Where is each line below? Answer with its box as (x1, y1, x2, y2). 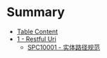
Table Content (16, 27, 58, 36)
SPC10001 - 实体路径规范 (27, 43, 100, 51)
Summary (6, 4, 65, 20)
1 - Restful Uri (16, 34, 57, 43)
